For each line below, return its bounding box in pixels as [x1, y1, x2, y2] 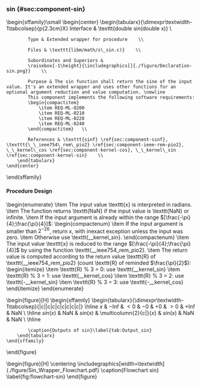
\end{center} [6, 163, 39, 169]
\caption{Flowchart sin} [100, 367, 159, 374]
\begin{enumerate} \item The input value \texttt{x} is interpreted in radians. [6, 201, 193, 208]
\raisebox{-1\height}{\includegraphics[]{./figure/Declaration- [28, 63, 193, 69]
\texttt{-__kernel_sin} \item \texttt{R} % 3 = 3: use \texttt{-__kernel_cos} [6, 279, 184, 286]
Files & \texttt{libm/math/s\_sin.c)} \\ [28, 47, 141, 53]
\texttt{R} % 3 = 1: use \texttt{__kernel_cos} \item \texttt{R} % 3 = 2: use [6, 272, 185, 279]
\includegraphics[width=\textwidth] [77, 360, 165, 367]
